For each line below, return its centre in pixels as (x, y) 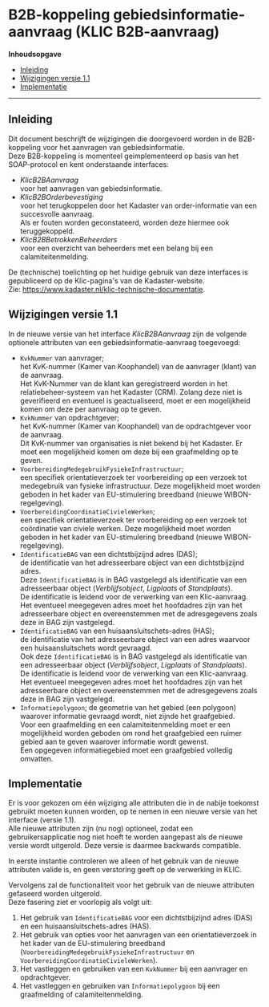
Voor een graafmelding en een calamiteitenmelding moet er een (125, 725)
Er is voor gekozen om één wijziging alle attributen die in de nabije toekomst (134, 803)
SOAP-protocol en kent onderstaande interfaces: (89, 164)
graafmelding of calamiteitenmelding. (82, 995)
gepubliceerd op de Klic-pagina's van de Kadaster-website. (106, 280)
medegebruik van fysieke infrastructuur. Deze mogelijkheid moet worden (140, 485)
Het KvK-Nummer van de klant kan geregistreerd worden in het (124, 384)
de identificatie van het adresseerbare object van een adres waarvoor (135, 639)
